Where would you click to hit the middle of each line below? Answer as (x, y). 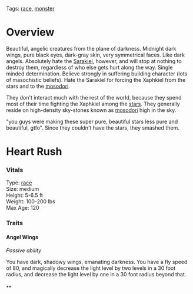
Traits (15, 223)
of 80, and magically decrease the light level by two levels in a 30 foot (91, 268)
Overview (30, 32)
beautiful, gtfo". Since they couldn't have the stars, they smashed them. (93, 128)
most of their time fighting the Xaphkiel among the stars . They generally (93, 104)
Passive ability (24, 250)
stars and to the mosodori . (38, 86)
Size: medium (23, 189)
